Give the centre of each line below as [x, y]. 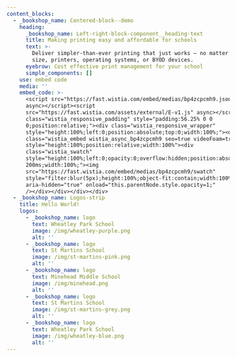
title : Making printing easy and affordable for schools [111, 40]
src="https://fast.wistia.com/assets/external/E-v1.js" [109, 112]
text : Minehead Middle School [76, 276]
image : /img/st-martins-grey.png [81, 310]
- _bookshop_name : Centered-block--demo [73, 21]
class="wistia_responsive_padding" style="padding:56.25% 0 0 [119, 119]
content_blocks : [30, 14]
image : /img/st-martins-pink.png [81, 257]
